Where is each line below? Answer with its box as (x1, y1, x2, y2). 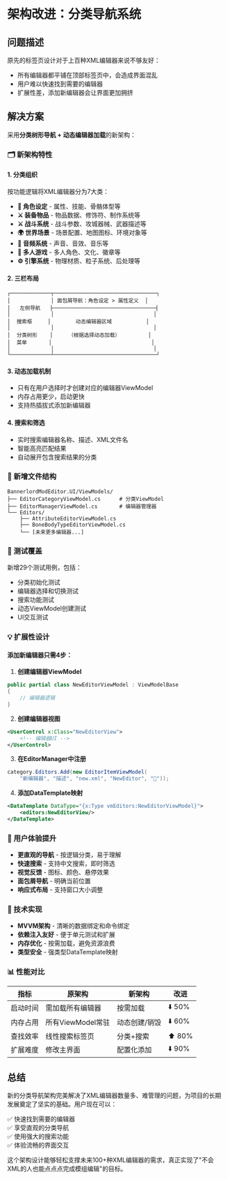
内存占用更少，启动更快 (17, 392, 85, 401)
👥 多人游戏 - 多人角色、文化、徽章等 (17, 248, 121, 256)
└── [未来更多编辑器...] (19, 528, 85, 536)
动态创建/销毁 (117, 1018, 161, 1028)
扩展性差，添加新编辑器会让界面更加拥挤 (17, 89, 133, 96)
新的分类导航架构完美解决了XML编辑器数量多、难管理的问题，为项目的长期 (7, 1091, 222, 1099)
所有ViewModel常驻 (45, 1018, 111, 1028)
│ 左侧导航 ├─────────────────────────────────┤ (7, 305, 159, 312)
